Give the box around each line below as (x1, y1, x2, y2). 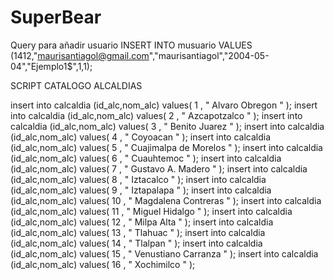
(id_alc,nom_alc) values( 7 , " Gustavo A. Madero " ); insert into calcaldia (10, 162, 308, 175)
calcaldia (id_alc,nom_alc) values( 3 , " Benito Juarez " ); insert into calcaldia (10, 120, 325, 132)
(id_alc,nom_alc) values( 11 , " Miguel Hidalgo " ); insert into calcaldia (10, 205, 293, 217)
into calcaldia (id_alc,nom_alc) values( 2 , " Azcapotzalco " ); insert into (10, 109, 303, 121)
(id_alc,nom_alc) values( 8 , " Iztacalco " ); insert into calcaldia (10, 173, 267, 185)
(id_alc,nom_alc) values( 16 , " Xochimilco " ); (10, 258, 196, 270)
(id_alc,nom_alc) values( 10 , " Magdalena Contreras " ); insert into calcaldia (10, 194, 322, 206)
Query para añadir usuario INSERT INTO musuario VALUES (10, 39, 253, 51)
